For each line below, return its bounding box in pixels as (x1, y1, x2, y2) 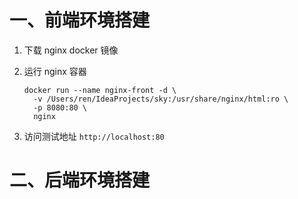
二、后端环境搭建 (9, 169, 151, 192)
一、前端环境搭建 (9, 9, 151, 32)
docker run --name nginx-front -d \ (23, 85, 177, 95)
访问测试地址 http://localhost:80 (23, 130, 165, 142)
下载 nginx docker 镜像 (23, 44, 119, 56)
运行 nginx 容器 (23, 65, 87, 77)
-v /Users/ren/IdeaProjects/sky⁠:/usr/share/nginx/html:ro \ (33, 94, 289, 104)
